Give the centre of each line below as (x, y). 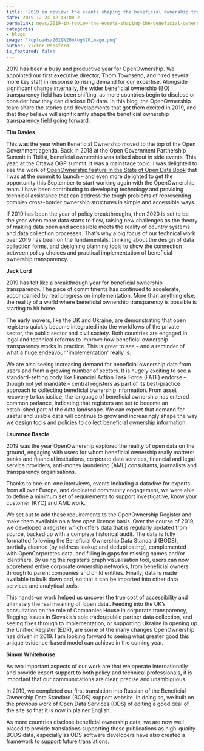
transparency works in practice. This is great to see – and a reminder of (96, 346)
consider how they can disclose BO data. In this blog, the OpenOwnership (99, 101)
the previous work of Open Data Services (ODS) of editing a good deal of (98, 704)
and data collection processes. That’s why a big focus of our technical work (101, 233)
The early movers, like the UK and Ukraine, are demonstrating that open (96, 320)
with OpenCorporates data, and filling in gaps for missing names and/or (96, 553)
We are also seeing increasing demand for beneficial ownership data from (99, 364)
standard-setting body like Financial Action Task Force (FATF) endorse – (97, 377)
